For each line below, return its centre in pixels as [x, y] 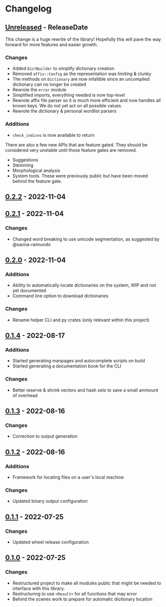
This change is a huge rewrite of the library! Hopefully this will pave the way [83, 39]
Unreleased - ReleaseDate [47, 27]
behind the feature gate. [37, 181]
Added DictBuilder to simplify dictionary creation [63, 69]
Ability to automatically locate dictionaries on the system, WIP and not [84, 285]
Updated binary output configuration [50, 501]
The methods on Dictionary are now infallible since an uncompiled [81, 79]
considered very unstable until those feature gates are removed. [71, 150]
